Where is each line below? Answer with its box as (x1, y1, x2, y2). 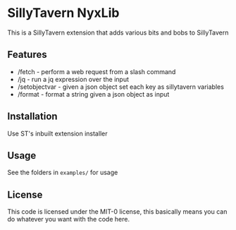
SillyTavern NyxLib (7, 5, 120, 21)
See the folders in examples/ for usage (7, 168, 118, 177)
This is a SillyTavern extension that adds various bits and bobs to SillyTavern (7, 28, 229, 37)
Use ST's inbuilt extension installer (7, 129, 108, 138)
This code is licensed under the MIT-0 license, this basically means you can (7, 207, 228, 216)
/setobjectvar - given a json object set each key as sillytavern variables (17, 83, 224, 91)
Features (7, 49, 47, 61)
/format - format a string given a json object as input (17, 90, 170, 98)
